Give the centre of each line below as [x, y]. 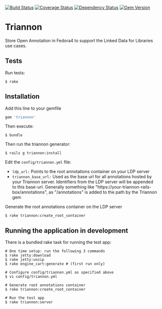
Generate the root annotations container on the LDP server [64, 207]
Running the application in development [67, 231]
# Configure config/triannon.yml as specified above [59, 273]
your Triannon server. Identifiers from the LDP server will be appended [83, 182]
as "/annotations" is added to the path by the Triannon [103, 192]
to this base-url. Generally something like [53, 187]
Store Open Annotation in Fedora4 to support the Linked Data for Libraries [79, 40]
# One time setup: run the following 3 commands [55, 251]
